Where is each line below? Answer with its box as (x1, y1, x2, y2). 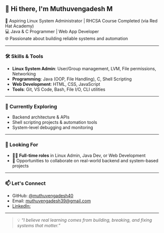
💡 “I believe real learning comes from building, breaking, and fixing (17, 217, 152, 223)
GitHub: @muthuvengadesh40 (12, 193, 74, 198)
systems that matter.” (17, 223, 61, 228)
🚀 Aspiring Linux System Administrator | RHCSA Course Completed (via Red (5, 18, 158, 23)
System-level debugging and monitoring (12, 125, 94, 131)
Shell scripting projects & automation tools (12, 119, 98, 125)
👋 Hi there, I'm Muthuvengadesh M (5, 5, 113, 13)
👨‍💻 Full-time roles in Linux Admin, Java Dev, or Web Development (12, 152, 146, 158)
